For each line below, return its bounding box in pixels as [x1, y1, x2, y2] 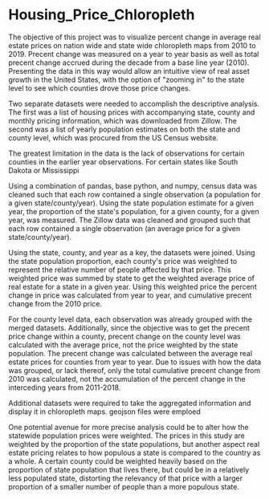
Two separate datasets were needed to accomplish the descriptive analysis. [8, 99, 259, 108]
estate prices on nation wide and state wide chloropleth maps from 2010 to [8, 40, 256, 50]
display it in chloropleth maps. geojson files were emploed [8, 407, 201, 416]
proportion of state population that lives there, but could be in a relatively [8, 465, 250, 474]
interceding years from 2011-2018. [8, 383, 121, 392]
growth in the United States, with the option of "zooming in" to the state [8, 75, 245, 84]
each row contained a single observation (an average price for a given [8, 223, 241, 233]
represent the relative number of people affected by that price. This [8, 265, 231, 274]
